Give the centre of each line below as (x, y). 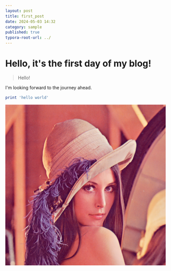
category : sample (24, 27)
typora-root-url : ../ (28, 38)
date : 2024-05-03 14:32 (31, 21)
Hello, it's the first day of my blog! (78, 64)
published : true (22, 32)
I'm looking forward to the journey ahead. (49, 87)
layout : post (19, 11)
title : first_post (25, 16)
